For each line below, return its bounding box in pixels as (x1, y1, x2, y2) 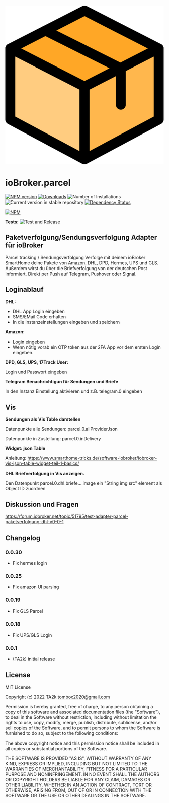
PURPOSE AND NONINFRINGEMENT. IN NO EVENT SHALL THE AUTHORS (5, 771, 160, 777)
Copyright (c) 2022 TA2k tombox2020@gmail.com (5, 694, 110, 700)
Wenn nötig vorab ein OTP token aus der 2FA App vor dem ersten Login (12, 344, 161, 350)
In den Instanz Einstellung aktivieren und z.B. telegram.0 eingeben (5, 388, 142, 394)
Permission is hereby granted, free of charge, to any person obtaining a (5, 703, 153, 709)
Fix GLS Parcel (12, 608, 43, 614)
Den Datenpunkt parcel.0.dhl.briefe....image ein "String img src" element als (5, 480, 162, 486)
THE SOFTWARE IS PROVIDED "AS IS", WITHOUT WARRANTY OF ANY (5, 755, 152, 761)
